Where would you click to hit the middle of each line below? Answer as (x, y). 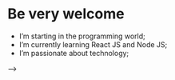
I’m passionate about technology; (74, 53)
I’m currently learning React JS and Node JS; (93, 44)
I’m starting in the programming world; (82, 36)
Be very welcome (66, 14)
